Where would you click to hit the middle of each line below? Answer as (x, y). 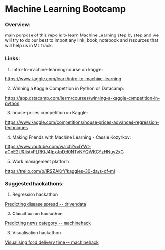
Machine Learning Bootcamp (66, 9)
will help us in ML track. (29, 46)
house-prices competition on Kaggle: (50, 112)
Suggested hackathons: (34, 183)
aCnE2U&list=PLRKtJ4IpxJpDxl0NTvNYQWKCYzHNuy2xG (65, 152)
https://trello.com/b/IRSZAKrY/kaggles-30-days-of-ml (60, 171)
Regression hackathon (35, 195)
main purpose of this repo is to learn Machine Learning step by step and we (82, 35)
